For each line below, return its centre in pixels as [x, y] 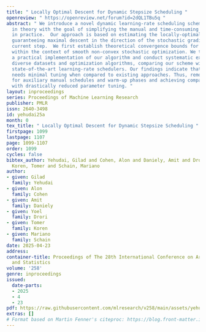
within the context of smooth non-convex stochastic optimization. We [104, 52]
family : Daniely [32, 206]
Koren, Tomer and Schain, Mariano [56, 166]
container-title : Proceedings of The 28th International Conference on [100, 257]
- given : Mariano [29, 234]
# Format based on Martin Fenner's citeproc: [65, 320]
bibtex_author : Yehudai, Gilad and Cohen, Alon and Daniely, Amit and [98, 160]
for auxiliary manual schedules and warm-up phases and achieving [98, 80]
